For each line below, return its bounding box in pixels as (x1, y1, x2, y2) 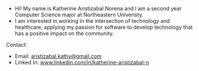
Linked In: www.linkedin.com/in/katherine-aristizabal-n (14, 59, 150, 66)
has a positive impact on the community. (14, 30, 114, 37)
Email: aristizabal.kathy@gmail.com (14, 53, 102, 59)
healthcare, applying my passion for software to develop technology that (14, 23, 193, 31)
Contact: (6, 41, 28, 48)
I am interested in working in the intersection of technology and (14, 18, 170, 24)
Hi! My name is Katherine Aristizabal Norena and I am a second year (14, 5, 182, 12)
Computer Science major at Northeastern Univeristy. (14, 11, 144, 18)
